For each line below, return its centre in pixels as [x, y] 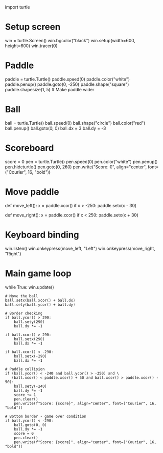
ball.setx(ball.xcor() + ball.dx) [40, 300]
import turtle [18, 7]
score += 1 [25, 395]
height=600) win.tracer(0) [31, 46]
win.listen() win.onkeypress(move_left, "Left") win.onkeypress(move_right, [80, 248]
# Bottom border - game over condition [46, 416]
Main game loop [38, 273]
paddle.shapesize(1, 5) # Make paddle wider [50, 89]
